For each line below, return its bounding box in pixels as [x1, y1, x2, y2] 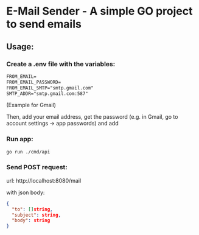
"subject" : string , [12, 212, 61, 218]
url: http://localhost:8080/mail [6, 177, 82, 184]
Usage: [6, 41, 35, 52]
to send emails [6, 17, 82, 31]
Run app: [6, 135, 33, 144]
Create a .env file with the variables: [6, 60, 116, 68]
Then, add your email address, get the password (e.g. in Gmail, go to [6, 113, 178, 121]
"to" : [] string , [12, 206, 53, 212]
